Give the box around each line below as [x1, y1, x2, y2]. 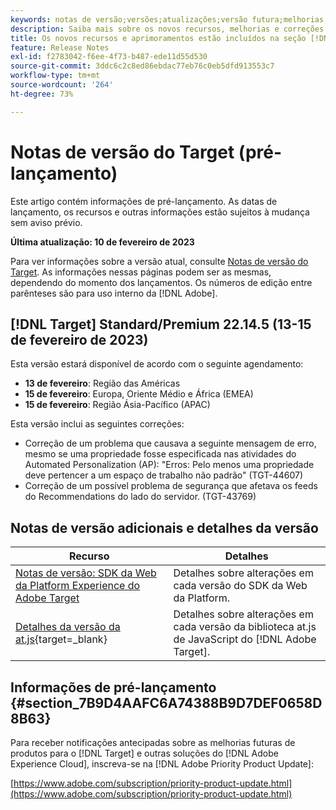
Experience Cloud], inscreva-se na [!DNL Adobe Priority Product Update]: [10, 758, 314, 770]
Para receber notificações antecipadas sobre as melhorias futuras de [10, 737, 296, 748]
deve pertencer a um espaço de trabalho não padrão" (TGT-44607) [24, 469, 304, 481]
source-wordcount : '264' [10, 80, 114, 90]
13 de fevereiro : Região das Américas [24, 377, 181, 390]
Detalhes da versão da [15, 620, 121, 634]
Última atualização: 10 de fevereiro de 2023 [10, 236, 195, 248]
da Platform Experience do [15, 579, 141, 593]
